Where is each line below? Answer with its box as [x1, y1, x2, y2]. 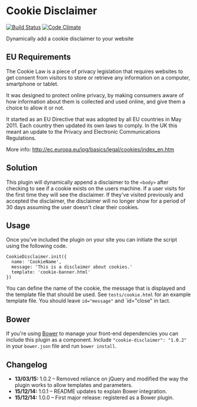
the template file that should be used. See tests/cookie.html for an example [6, 291, 191, 298]
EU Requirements [6, 52, 71, 62]
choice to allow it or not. [6, 104, 65, 111]
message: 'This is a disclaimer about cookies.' [11, 264, 133, 270]
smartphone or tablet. [6, 80, 59, 87]
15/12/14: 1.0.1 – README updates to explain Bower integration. [14, 388, 168, 395]
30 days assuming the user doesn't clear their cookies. [6, 203, 139, 210]
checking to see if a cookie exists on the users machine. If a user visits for [6, 184, 186, 192]
